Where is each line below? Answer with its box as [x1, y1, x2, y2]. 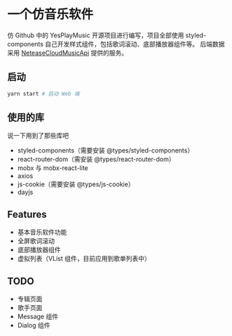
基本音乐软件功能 [17, 228, 67, 236]
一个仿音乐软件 [7, 6, 94, 22]
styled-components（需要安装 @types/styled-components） [17, 146, 194, 155]
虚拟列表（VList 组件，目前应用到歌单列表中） [17, 254, 151, 263]
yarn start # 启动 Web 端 [7, 90, 80, 97]
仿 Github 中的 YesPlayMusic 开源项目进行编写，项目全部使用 [7, 31, 184, 39]
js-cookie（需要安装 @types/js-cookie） [17, 180, 135, 188]
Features [7, 208, 47, 220]
